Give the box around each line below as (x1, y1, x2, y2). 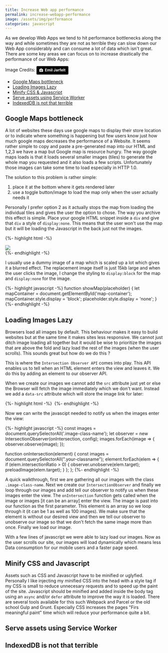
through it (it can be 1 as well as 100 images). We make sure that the (5, 508, 145, 514)
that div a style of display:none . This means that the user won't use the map (5, 220, 162, 226)
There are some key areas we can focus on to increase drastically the (5, 51, 148, 57)
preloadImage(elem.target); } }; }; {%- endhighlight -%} (5, 467, 119, 473)
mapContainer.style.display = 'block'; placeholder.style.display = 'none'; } (5, 296, 157, 302)
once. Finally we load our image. (5, 524, 72, 530)
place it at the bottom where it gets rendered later (12, 184, 115, 190)
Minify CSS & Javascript (12, 89, 62, 95)
